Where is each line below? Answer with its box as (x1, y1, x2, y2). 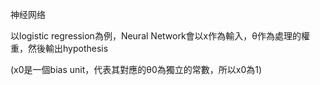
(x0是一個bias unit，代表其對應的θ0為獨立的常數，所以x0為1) (10, 64, 263, 75)
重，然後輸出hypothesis (10, 43, 109, 54)
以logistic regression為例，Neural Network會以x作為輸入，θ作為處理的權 (10, 30, 310, 42)
